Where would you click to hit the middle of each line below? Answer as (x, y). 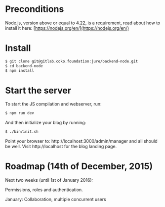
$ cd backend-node (24, 66)
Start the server (38, 90)
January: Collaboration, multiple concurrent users (56, 200)
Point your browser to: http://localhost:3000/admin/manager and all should (82, 141)
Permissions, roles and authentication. (44, 190)
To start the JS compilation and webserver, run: (54, 104)
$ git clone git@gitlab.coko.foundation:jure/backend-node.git (72, 61)
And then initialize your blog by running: (46, 123)
